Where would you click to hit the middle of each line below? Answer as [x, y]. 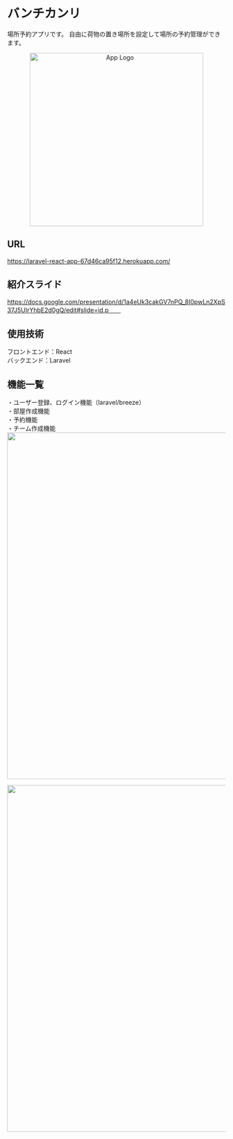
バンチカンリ [44, 14]
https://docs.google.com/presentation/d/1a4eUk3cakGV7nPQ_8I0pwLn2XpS [116, 302]
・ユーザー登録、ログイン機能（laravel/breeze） [76, 403]
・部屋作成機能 [28, 411]
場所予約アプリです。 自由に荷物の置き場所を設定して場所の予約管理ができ [114, 34]
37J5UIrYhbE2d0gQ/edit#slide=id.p [58, 310]
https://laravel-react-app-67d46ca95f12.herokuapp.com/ [89, 261]
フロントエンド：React [40, 352]
